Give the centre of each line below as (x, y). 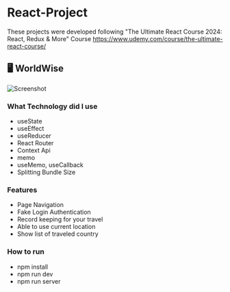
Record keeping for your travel (60, 219)
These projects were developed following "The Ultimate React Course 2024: (115, 32)
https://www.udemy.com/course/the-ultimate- (158, 38)
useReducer (34, 136)
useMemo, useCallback (50, 165)
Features (22, 190)
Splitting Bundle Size (46, 172)
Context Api (34, 150)
